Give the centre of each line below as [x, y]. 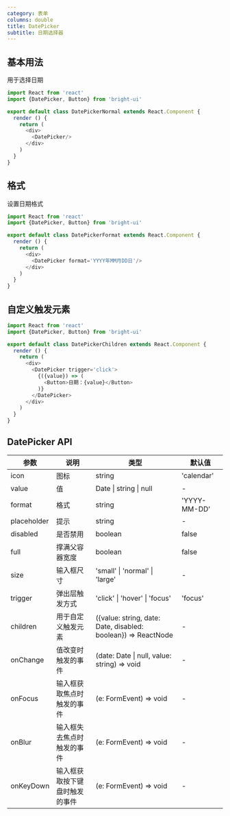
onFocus [25, 698]
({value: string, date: [128, 618]
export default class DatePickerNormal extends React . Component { [104, 111]
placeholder [30, 520]
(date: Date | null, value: [133, 656]
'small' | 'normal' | [124, 571]
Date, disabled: [119, 626]
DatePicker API [40, 442]
